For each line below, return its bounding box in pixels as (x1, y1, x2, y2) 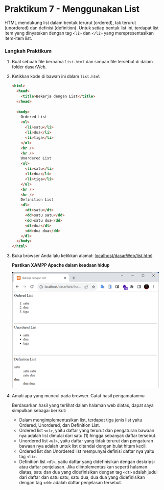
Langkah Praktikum (4, 48, 52, 54)
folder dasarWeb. (11, 64, 47, 70)
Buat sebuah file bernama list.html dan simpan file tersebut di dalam (11, 59, 153, 65)
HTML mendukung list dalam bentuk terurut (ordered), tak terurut (4, 20, 136, 26)
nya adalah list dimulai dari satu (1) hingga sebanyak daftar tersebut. (19, 433, 157, 438)
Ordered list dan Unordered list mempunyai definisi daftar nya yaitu (19, 448, 155, 454)
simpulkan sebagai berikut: (11, 408, 67, 413)
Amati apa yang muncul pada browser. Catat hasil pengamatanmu (11, 393, 145, 399)
